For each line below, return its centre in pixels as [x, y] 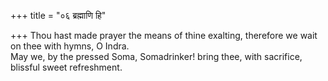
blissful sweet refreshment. [66, 67]
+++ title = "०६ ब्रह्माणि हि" [58, 15]
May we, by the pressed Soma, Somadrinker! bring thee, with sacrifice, [156, 56]
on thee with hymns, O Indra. [70, 46]
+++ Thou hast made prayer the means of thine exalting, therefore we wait [164, 35]
